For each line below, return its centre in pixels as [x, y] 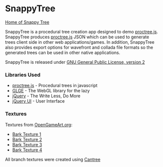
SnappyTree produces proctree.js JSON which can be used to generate [77, 37]
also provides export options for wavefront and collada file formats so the [79, 47]
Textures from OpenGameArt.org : [39, 125]
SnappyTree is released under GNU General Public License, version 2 [75, 62]
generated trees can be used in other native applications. [63, 53]
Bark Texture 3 [27, 144]
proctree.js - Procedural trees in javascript [55, 85]
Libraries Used [23, 75]
